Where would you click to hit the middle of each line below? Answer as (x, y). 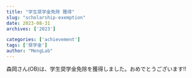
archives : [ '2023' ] (31, 29)
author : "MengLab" (30, 51)
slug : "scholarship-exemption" (46, 18)
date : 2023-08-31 (28, 23)
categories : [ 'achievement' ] (43, 40)
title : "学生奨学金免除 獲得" (41, 12)
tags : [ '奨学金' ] (27, 45)
